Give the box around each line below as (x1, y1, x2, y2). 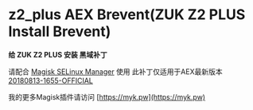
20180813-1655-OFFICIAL (8, 76, 93, 85)
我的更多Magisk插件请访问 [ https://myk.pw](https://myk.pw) (8, 92, 205, 101)
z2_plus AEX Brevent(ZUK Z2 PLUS (8, 6, 246, 24)
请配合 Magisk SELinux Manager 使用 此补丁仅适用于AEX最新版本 (8, 66, 223, 77)
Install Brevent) (8, 22, 111, 41)
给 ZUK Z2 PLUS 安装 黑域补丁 (8, 49, 107, 59)
